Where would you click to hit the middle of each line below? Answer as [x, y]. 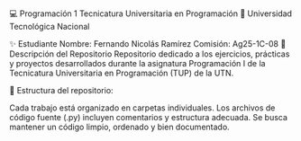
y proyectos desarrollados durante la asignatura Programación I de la [137, 63]
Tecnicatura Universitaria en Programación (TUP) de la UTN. [122, 73]
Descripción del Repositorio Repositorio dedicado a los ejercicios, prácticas [150, 54]
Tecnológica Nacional [50, 26]
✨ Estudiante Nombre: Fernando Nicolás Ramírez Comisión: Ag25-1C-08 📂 [148, 44]
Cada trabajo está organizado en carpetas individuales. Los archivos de [142, 108]
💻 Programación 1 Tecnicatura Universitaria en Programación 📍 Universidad [151, 13]
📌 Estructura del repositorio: [62, 90]
